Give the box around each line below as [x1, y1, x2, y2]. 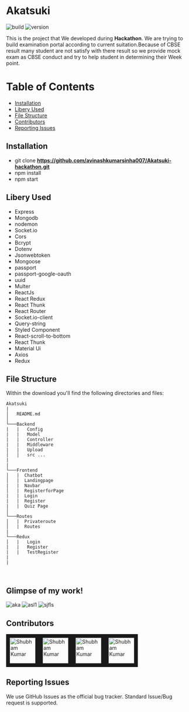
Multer [14, 283, 31, 290]
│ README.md [6, 411, 41, 417]
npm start [14, 176, 38, 183]
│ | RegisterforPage [6, 488, 64, 494]
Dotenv [14, 245, 32, 252]
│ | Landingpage [6, 478, 54, 484]
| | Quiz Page [6, 503, 49, 510]
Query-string [14, 320, 46, 327]
